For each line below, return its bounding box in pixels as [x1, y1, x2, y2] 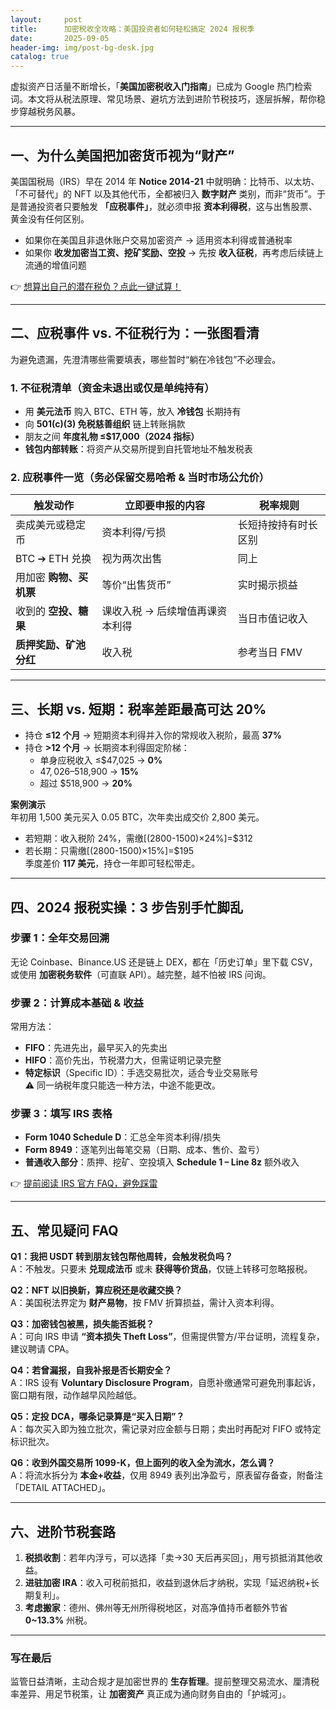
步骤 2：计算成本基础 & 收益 [10, 996, 144, 1010]
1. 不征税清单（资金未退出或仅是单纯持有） [10, 381, 215, 395]
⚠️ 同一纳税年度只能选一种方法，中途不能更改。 [24, 1079, 222, 1091]
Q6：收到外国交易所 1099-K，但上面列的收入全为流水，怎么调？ [10, 1457, 276, 1469]
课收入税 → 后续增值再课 [101, 604, 218, 618]
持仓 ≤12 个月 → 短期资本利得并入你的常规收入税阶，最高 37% [24, 729, 282, 741]
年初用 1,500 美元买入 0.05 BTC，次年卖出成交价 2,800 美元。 [10, 811, 265, 823]
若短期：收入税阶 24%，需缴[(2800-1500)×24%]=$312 [24, 832, 253, 845]
